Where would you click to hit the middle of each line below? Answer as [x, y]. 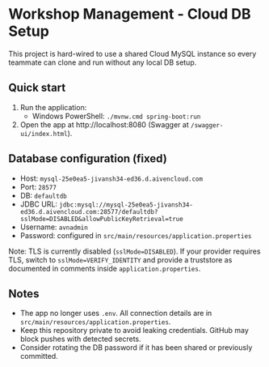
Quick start [37, 88]
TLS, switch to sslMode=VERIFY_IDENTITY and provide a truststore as [120, 259]
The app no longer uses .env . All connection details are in [116, 314]
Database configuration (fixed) [88, 159]
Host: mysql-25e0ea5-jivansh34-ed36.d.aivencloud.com [111, 178]
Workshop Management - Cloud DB [130, 14]
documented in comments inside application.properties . [105, 268]
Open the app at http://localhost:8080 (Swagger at [105, 124]
